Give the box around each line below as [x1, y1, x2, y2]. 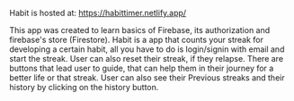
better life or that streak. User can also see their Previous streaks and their [9, 72, 285, 83]
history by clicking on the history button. [9, 82, 159, 92]
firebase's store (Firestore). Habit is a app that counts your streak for [9, 35, 263, 45]
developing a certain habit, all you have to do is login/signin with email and [9, 44, 285, 55]
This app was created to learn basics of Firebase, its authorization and [9, 25, 271, 35]
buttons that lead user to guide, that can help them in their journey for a [9, 63, 274, 73]
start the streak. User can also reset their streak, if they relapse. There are [9, 54, 284, 63]
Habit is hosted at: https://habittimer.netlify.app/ [9, 8, 187, 18]
